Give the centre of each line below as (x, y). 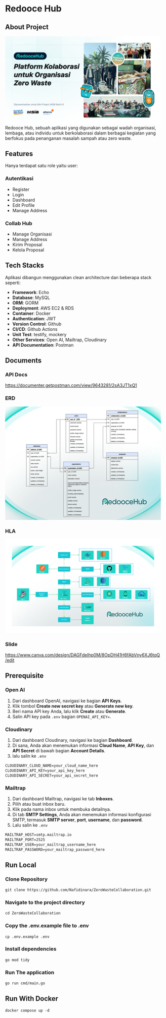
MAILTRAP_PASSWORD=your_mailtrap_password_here (55, 850)
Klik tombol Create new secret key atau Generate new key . (73, 706)
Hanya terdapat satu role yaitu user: (41, 166)
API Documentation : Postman (43, 345)
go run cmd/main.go (25, 983)
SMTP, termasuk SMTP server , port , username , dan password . (78, 820)
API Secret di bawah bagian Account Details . (59, 750)
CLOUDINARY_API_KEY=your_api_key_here (45, 771)
